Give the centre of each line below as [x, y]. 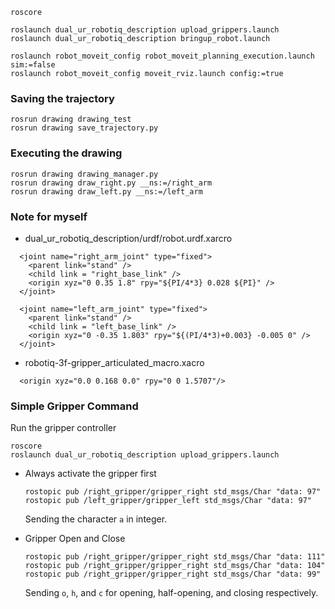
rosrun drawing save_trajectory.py [84, 128]
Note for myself [49, 216]
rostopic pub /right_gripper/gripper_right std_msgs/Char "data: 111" [175, 557]
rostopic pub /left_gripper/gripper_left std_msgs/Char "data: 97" [168, 501]
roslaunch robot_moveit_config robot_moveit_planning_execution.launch [162, 56]
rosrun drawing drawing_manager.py [84, 174]
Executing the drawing [66, 153]
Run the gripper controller [63, 428]
